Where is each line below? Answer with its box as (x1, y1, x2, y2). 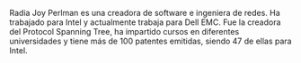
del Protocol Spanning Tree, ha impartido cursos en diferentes (9, 27, 240, 36)
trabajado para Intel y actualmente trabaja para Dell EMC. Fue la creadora (9, 17, 281, 28)
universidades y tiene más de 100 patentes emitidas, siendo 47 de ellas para (9, 35, 292, 46)
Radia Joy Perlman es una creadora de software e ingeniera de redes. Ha (9, 8, 280, 18)
